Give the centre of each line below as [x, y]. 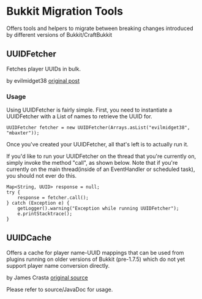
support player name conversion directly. [58, 265]
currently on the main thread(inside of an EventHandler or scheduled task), [101, 169]
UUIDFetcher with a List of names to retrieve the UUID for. [79, 116]
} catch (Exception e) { [38, 203]
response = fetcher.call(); [53, 198]
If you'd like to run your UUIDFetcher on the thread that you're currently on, [101, 156]
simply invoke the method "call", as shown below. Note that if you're [92, 163]
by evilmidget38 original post [43, 80]
